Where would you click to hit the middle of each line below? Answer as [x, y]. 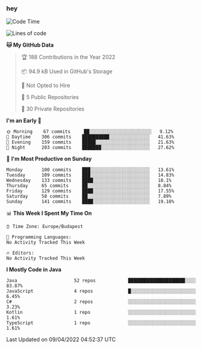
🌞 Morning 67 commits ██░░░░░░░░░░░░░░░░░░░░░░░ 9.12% [90, 132]
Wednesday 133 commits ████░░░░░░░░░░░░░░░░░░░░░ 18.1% [89, 181]
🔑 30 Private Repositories [53, 109]
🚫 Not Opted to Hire [46, 85]
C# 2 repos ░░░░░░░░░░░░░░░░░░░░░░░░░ [101, 302]
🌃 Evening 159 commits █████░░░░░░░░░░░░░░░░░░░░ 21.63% [90, 142]
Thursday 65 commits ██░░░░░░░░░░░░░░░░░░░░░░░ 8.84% [89, 186]
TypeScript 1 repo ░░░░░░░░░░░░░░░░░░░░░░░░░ [101, 323]
